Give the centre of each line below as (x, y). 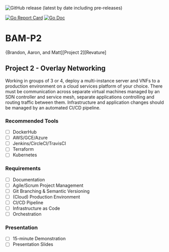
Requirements (23, 169)
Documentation (29, 179)
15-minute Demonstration (39, 239)
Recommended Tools (32, 121)
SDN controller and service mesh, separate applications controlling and (80, 97)
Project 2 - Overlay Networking (55, 68)
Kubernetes (25, 155)
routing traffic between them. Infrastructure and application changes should (84, 102)
